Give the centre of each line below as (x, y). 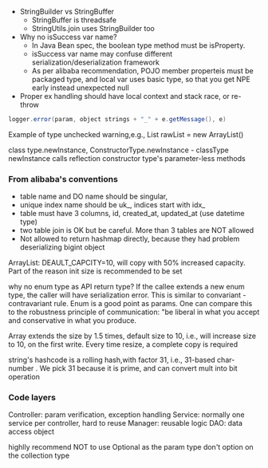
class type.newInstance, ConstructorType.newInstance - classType (119, 150)
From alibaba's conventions (63, 179)
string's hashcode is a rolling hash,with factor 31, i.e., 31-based (112, 360)
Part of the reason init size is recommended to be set (95, 271)
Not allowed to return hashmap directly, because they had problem (130, 239)
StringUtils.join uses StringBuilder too (93, 28)
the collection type (39, 456)
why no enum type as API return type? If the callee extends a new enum (126, 287)
